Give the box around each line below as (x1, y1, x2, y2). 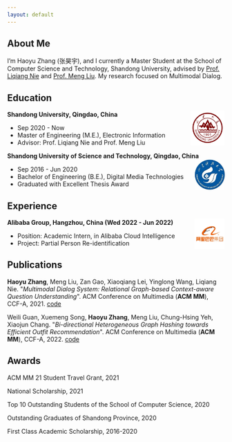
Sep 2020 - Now (17, 124, 65, 132)
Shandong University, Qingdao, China (7, 111, 118, 119)
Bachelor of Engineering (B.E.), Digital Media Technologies (17, 173, 184, 181)
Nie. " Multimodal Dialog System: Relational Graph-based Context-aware (7, 284, 214, 293)
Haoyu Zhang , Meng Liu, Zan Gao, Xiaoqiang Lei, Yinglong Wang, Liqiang (7, 277, 217, 286)
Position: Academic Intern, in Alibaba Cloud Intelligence (17, 232, 175, 240)
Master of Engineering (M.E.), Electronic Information (17, 131, 166, 140)
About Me (7, 38, 50, 50)
